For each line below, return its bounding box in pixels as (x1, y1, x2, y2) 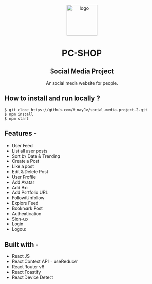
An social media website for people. (46, 80, 118, 86)
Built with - (4, 241, 39, 249)
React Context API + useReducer (11, 258, 78, 265)
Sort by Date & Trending (11, 153, 61, 159)
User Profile (11, 174, 36, 180)
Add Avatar (11, 179, 35, 185)
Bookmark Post (11, 205, 43, 211)
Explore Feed (11, 200, 39, 206)
